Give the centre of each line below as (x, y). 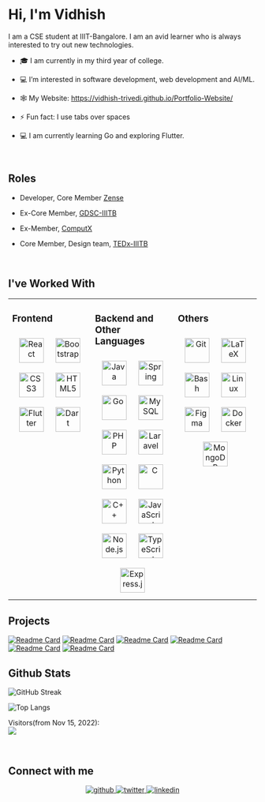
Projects (29, 621)
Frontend (33, 318)
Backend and (124, 318)
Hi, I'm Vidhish (57, 15)
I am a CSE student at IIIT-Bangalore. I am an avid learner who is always (125, 36)
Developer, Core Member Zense (72, 197)
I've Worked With (52, 284)
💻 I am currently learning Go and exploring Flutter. (102, 135)
